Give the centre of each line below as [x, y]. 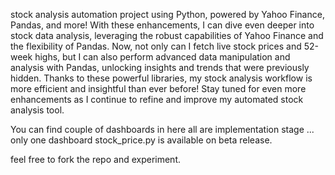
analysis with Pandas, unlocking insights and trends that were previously [160, 67]
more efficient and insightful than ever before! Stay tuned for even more [158, 88]
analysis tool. [37, 110]
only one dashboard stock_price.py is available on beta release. [141, 140]
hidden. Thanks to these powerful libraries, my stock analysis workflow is [161, 78]
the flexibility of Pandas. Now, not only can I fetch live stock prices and [156, 46]
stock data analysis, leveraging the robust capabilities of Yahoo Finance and [167, 35]
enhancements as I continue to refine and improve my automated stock [157, 99]
